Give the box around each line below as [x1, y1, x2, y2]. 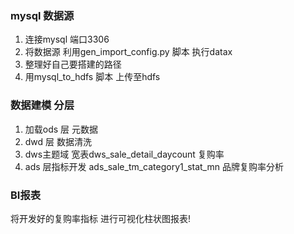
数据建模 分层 [10, 98, 75, 112]
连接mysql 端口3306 [24, 33, 110, 46]
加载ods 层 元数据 [24, 123, 99, 135]
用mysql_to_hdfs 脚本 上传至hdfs [24, 71, 161, 83]
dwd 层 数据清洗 [24, 135, 93, 147]
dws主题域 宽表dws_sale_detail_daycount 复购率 [24, 148, 225, 160]
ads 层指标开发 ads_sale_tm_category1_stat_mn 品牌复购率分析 [24, 160, 284, 172]
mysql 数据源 [10, 8, 75, 22]
